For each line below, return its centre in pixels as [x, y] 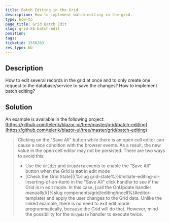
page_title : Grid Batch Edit [36, 24]
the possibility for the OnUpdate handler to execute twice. [84, 214]
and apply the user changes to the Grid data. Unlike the [104, 198]
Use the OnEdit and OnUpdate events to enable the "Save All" [88, 166]
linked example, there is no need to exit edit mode [77, 204]
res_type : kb [19, 48]
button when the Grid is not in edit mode [67, 171]
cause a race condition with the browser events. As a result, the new [89, 145]
